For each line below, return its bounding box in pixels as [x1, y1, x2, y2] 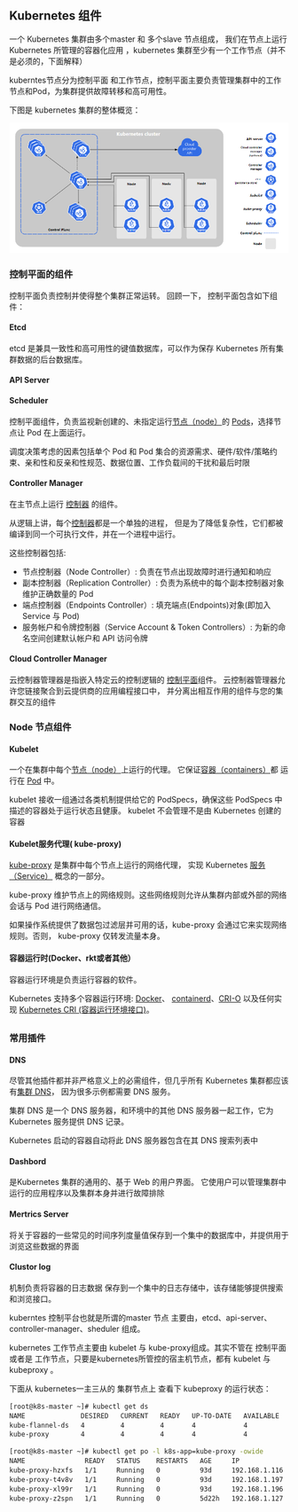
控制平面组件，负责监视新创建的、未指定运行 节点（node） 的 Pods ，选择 [9, 416, 274, 427]
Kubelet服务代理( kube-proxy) [9, 838, 122, 849]
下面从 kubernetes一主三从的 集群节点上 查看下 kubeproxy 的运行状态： [9, 1383, 272, 1394]
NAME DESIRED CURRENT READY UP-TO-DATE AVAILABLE [9, 1411, 279, 1421]
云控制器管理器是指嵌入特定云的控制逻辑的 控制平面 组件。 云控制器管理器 [9, 675, 278, 685]
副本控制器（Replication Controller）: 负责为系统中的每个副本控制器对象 [21, 577, 285, 588]
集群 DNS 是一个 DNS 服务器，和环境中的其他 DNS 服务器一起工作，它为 [9, 1105, 274, 1116]
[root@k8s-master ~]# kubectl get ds [9, 1402, 149, 1411]
